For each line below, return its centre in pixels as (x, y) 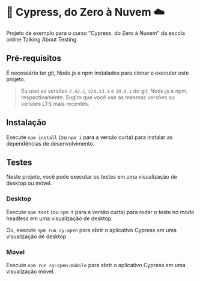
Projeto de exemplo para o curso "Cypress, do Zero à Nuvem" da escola (95, 33)
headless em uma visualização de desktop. (59, 218)
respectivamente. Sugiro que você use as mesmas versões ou (98, 97)
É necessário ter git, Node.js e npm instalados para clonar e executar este (98, 73)
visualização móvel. (31, 271)
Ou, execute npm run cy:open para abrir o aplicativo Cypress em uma (92, 230)
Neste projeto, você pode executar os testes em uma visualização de (92, 177)
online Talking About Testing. (42, 39)
